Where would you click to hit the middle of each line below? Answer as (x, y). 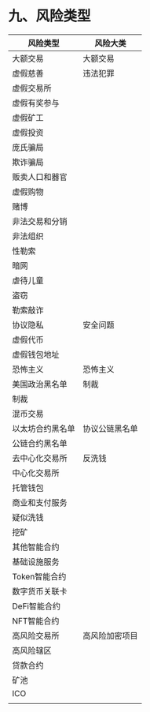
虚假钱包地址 (36, 354)
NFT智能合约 (36, 620)
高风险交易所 (36, 635)
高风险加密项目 (111, 635)
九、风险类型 (50, 16)
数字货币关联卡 (40, 591)
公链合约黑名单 (40, 443)
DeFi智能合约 (37, 606)
